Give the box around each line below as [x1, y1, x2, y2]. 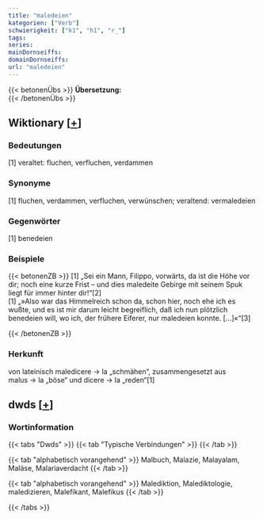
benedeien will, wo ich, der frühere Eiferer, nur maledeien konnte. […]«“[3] [8, 314, 251, 323]
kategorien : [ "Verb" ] [8, 19, 80, 27]
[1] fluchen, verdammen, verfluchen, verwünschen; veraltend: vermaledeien [8, 196, 256, 205]
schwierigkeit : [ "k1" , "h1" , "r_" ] [8, 26, 126, 34]
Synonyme [8, 177, 51, 189]
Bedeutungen [8, 140, 62, 151]
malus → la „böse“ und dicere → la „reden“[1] [8, 375, 155, 384]
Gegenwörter [8, 216, 61, 227]
